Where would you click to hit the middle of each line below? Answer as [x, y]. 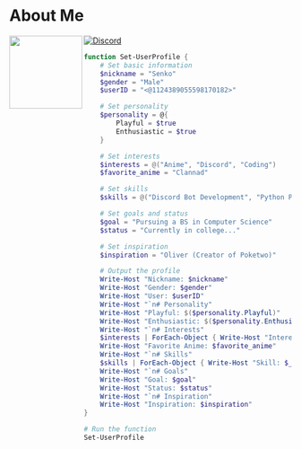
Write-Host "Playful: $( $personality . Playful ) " [190, 313]
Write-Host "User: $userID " [152, 296]
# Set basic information [146, 65]
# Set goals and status [144, 214]
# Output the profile [140, 271]
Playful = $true [146, 123]
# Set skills [124, 189]
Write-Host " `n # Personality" [156, 304]
